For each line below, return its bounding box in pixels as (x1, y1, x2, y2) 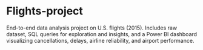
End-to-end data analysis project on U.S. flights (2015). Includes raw (6, 24, 178, 31)
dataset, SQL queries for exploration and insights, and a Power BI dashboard (6, 30, 198, 37)
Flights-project (6, 4, 84, 18)
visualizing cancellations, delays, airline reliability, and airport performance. (6, 37, 195, 44)
